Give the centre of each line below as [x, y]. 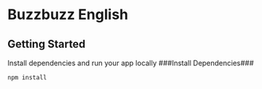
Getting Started [47, 44]
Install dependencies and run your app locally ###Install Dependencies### [131, 63]
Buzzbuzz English [68, 15]
